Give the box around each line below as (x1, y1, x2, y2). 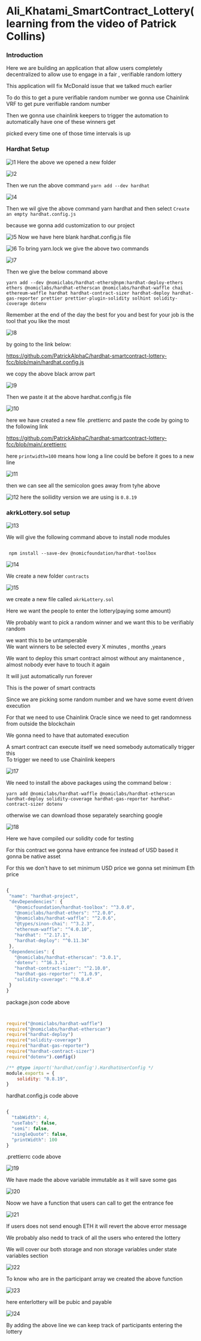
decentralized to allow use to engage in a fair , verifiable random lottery (6, 71, 182, 78)
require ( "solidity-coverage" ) (6, 1037, 82, 1043)
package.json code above (6, 998, 70, 1005)
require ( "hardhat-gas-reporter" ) (6, 1043, 90, 1049)
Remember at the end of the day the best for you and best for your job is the (6, 311, 194, 318)
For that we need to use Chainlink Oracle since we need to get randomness (6, 714, 191, 721)
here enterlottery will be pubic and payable (6, 1299, 112, 1306)
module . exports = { (6, 1070, 55, 1076)
